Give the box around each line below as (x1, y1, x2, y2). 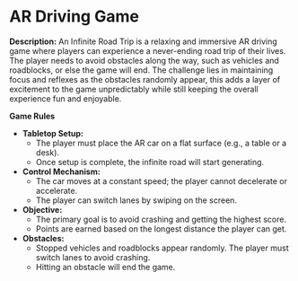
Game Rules (9, 110, 56, 121)
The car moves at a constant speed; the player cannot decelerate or (35, 175, 288, 186)
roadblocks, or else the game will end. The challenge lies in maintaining (9, 65, 274, 75)
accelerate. (35, 185, 78, 196)
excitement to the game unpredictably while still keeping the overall (9, 83, 259, 94)
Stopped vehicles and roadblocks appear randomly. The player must (35, 242, 289, 253)
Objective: (22, 204, 63, 215)
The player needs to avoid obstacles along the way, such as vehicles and (9, 55, 280, 66)
